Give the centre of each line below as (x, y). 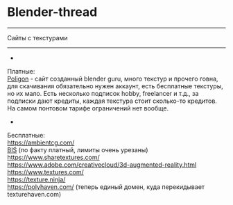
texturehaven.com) (34, 194)
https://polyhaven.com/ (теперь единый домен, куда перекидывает (106, 187)
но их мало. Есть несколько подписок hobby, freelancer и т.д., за (103, 93)
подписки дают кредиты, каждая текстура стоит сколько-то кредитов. (112, 101)
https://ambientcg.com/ (41, 142)
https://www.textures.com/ (46, 172)
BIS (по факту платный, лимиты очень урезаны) (78, 149)
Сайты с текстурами (37, 38)
